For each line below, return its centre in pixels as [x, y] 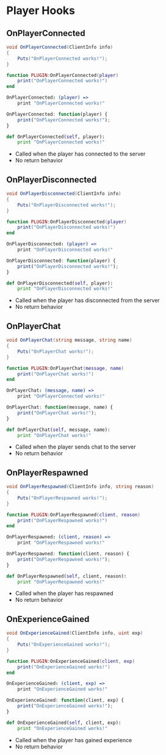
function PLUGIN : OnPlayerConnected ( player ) [63, 75]
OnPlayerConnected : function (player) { [57, 114]
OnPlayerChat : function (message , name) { [60, 407]
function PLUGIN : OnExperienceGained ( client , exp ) [71, 661]
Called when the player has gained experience [74, 740]
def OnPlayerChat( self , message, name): [59, 430]
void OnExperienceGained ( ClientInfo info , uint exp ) [75, 633]
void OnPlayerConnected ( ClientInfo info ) [60, 47]
